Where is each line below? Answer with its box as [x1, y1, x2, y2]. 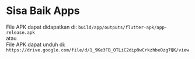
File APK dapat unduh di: [6, 41, 66, 48]
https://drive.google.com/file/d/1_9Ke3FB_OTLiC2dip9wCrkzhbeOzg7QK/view [6, 47, 190, 53]
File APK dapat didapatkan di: [6, 23, 77, 30]
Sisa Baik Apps [6, 4, 80, 18]
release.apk [6, 29, 35, 36]
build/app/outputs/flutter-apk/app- [78, 25, 168, 30]
